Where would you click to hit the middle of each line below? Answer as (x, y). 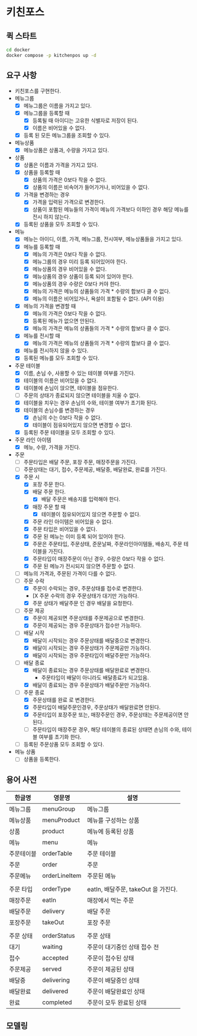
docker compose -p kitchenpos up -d (51, 55)
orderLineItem (62, 876)
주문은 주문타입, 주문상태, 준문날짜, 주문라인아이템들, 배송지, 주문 (107, 543)
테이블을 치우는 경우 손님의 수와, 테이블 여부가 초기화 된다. (91, 402)
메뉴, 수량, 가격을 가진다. (52, 447)
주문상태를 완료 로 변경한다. (64, 699)
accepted (56, 958)
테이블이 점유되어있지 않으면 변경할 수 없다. (82, 425)
